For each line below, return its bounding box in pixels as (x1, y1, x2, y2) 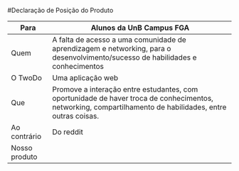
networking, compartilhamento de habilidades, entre (52, 102, 227, 112)
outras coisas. (52, 111, 100, 121)
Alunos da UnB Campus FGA (90, 23, 190, 33)
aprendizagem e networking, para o (52, 44, 171, 53)
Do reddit (52, 127, 83, 137)
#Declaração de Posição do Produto (7, 6, 114, 14)
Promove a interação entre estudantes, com (52, 84, 198, 94)
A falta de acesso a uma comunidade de (52, 35, 186, 45)
